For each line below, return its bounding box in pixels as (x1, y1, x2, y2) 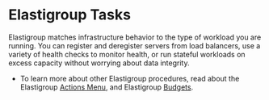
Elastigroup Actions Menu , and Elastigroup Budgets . (19, 82, 194, 92)
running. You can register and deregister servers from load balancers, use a (8, 40, 261, 50)
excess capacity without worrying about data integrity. (8, 58, 190, 68)
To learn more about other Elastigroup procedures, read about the (19, 73, 240, 83)
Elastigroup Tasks (8, 6, 132, 24)
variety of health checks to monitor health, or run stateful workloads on (8, 49, 246, 59)
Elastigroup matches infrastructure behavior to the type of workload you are (8, 32, 262, 42)
